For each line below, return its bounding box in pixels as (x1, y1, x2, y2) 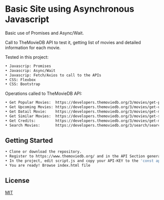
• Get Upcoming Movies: (5, 105, 54, 110)
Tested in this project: (5, 54, 49, 60)
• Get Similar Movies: (5, 113, 51, 118)
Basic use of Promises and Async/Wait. (5, 30, 84, 36)
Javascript (5, 14, 50, 25)
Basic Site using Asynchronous (5, 3, 134, 15)
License (5, 177, 30, 185)
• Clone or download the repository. (5, 149, 82, 155)
